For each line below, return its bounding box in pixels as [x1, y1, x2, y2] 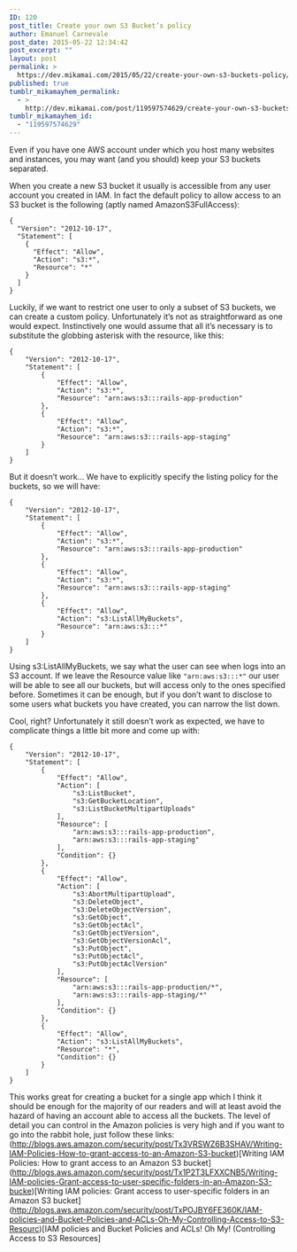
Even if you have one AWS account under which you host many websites [9, 145, 275, 155]
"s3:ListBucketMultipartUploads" [72, 804, 196, 813]
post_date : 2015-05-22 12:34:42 [9, 37, 128, 47]
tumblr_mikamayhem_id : [9, 112, 93, 121]
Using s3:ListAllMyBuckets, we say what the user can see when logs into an [9, 661, 286, 671]
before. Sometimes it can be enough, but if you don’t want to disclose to [9, 689, 272, 700]
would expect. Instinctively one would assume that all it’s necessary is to [9, 321, 273, 331]
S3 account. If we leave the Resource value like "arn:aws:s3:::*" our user [9, 670, 280, 681]
